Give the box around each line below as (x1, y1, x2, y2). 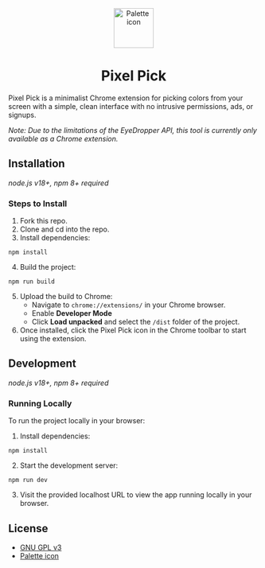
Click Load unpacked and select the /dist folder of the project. (31, 317, 240, 327)
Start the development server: (19, 461, 119, 470)
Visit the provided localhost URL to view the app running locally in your (19, 490, 252, 500)
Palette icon (19, 550, 60, 560)
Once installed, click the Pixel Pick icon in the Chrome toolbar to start (19, 325, 247, 335)
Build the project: (19, 263, 76, 272)
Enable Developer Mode (31, 309, 113, 318)
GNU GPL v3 (19, 543, 62, 552)
